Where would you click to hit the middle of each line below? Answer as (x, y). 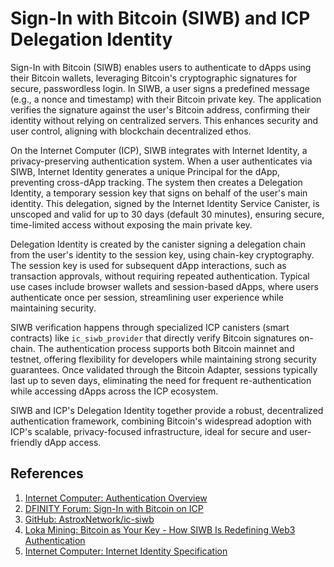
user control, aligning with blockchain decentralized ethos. (131, 131)
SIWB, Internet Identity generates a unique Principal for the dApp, (145, 171)
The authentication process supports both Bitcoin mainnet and (166, 348)
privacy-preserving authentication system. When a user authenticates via (161, 161)
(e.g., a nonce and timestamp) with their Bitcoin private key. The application (166, 99)
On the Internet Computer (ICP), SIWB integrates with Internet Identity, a (159, 150)
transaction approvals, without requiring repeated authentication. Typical (160, 276)
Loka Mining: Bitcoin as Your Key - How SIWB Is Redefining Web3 (160, 529)
